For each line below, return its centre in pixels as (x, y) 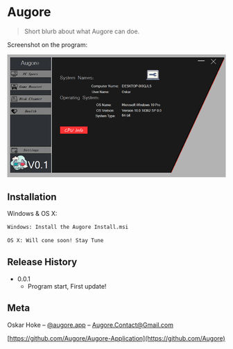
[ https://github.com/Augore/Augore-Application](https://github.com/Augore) (116, 338)
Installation (32, 197)
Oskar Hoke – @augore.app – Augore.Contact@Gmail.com (90, 325)
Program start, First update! (67, 286)
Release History (42, 262)
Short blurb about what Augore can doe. (82, 31)
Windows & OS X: (32, 214)
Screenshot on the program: (48, 44)
